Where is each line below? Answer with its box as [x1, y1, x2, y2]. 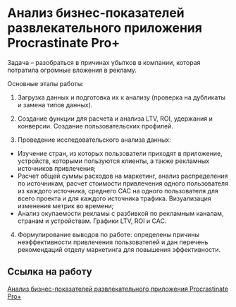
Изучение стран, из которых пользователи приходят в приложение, [17, 149, 223, 157]
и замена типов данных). [17, 100, 93, 109]
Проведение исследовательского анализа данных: [17, 136, 171, 144]
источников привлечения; [17, 164, 97, 172]
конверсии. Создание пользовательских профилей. [17, 121, 174, 130]
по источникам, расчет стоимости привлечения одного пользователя [17, 179, 229, 188]
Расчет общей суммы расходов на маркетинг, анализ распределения [17, 171, 228, 180]
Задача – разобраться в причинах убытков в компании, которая [7, 58, 201, 66]
